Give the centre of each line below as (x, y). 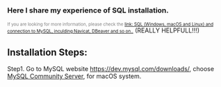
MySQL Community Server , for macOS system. (74, 76)
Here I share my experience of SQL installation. (88, 10)
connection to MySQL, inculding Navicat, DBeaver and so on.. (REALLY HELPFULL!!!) (104, 30)
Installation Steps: (48, 52)
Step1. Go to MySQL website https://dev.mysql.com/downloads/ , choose (110, 69)
